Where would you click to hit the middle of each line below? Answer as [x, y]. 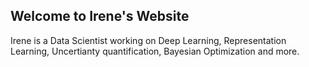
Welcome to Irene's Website [100, 16]
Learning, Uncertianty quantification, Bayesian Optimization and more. [155, 51]
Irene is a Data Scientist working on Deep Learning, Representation [148, 40]
